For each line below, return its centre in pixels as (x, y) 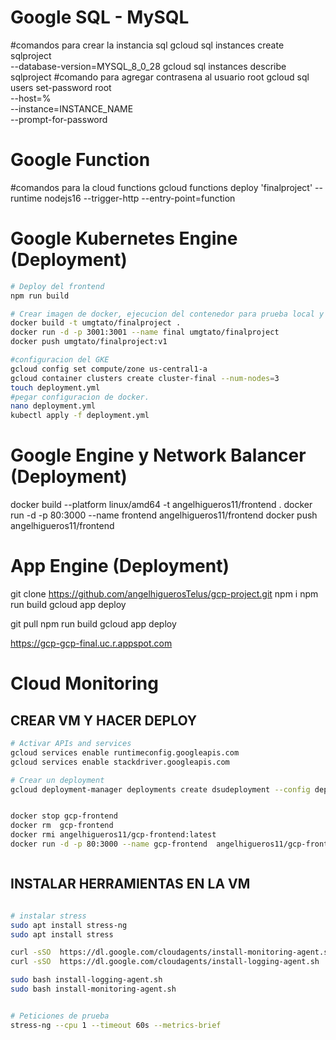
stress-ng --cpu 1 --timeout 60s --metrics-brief (116, 1025)
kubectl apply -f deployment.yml (80, 416)
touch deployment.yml (55, 387)
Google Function (80, 160)
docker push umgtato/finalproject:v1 (89, 342)
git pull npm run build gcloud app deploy (93, 624)
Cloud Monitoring (84, 683)
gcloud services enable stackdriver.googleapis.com (120, 762)
